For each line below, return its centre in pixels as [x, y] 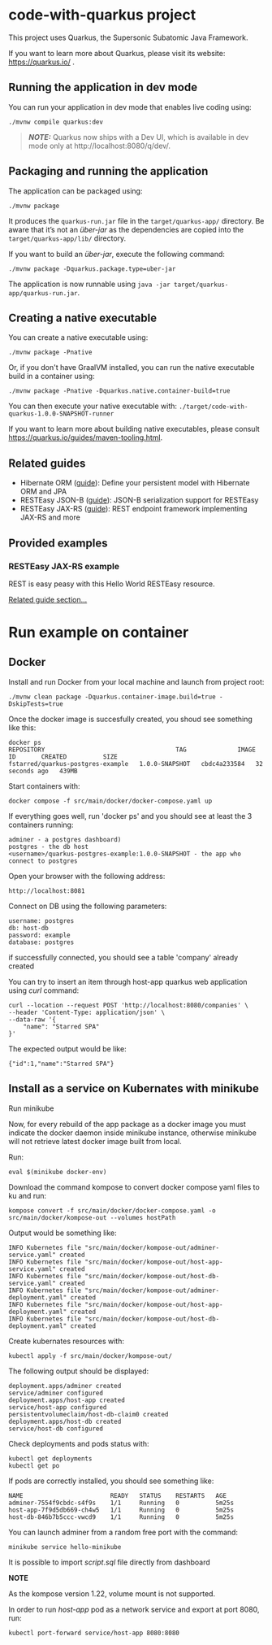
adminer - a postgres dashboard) [65, 839]
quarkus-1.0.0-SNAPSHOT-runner [61, 414]
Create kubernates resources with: [66, 1341]
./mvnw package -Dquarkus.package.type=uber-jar [92, 269]
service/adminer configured [56, 1393]
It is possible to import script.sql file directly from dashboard [110, 1562]
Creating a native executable [82, 318]
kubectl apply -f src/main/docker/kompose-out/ [91, 1356]
